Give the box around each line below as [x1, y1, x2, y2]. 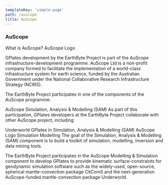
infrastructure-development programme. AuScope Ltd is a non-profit [5, 60, 147, 66]
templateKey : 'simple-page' [5, 7, 64, 13]
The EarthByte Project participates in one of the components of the [5, 91, 144, 97]
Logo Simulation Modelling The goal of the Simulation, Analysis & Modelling [5, 132, 162, 138]
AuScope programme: [5, 96, 51, 102]
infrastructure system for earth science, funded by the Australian [5, 71, 140, 77]
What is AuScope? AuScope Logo [5, 45, 75, 51]
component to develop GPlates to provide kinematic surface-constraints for [5, 158, 162, 164]
